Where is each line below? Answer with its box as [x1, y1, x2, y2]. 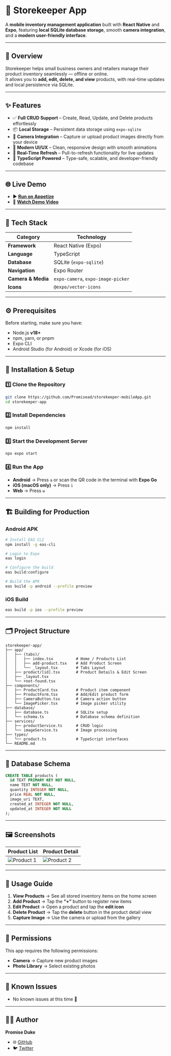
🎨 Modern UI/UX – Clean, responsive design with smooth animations [12, 144, 157, 150]
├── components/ [5, 683, 40, 688]
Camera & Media [8, 275, 49, 282]
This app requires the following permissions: [5, 947, 98, 954]
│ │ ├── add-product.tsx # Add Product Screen [5, 661, 122, 666]
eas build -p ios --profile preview [5, 607, 83, 613]
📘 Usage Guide [5, 879, 53, 888]
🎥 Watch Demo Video [12, 199, 59, 205]
